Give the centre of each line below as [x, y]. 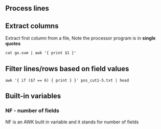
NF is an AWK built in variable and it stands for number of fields [72, 122]
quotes [13, 44]
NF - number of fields [32, 111]
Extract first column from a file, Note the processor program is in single [80, 38]
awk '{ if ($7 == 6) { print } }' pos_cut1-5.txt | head [67, 81]
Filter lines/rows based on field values [67, 69]
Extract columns [32, 26]
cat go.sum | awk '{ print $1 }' [41, 53]
